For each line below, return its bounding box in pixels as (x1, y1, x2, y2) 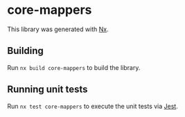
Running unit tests (7, 84, 88, 96)
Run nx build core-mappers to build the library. (7, 63, 141, 71)
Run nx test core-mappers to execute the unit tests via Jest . (7, 102, 178, 110)
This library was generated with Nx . (7, 25, 109, 33)
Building (7, 45, 44, 57)
